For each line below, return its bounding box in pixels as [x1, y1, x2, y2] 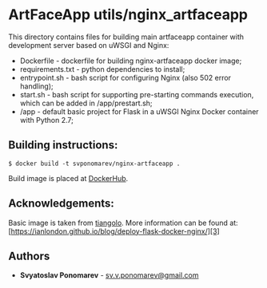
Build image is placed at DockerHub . [8, 173, 129, 183]
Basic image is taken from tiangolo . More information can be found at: [8, 218, 238, 227]
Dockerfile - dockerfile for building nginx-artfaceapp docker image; [19, 56, 242, 65]
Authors [8, 249, 50, 262]
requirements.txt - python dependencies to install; [19, 64, 185, 73]
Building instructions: [8, 138, 118, 152]
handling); [19, 81, 54, 91]
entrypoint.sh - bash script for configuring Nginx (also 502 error [19, 73, 232, 82]
